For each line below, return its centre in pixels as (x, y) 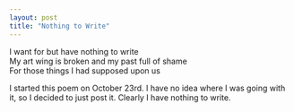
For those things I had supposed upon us (85, 70)
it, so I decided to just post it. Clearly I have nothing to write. (120, 97)
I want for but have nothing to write (74, 51)
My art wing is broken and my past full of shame (99, 61)
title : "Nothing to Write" (60, 26)
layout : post (34, 17)
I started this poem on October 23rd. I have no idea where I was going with (147, 88)
